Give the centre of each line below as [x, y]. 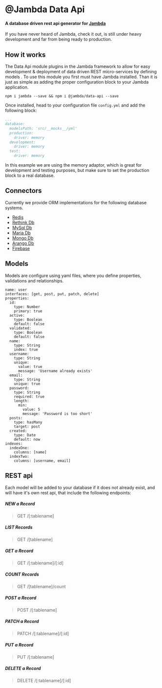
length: [21, 401]
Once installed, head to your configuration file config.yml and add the [75, 105]
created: [18, 431]
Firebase [21, 248]
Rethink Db [23, 222]
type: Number [27, 307]
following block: [21, 110]
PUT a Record [19, 645]
